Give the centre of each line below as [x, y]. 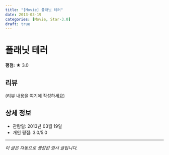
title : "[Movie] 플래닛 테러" [34, 10]
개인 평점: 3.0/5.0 [30, 132]
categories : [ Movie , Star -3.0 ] [38, 19]
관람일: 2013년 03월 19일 [37, 126]
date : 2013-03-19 [23, 15]
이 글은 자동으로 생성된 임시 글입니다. [41, 148]
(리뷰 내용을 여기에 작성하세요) [35, 96]
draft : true [18, 24]
